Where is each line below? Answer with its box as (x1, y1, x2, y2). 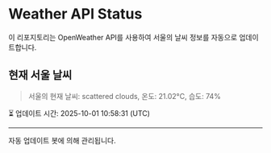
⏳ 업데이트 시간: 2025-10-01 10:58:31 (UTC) (8, 108, 151, 118)
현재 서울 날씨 (8, 68, 73, 82)
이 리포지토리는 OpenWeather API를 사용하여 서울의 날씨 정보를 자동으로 (8, 32, 238, 42)
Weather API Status (8, 5, 143, 23)
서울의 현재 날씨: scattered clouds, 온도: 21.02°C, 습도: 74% (27, 91, 222, 101)
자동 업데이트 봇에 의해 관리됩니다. (8, 135, 116, 145)
